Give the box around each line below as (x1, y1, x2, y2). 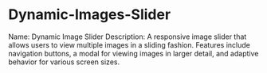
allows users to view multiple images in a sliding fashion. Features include (8, 40, 251, 49)
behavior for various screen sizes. (8, 57, 120, 67)
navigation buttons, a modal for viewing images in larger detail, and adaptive (8, 48, 259, 58)
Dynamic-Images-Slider (8, 6, 171, 24)
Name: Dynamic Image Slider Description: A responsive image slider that (8, 32, 247, 41)
